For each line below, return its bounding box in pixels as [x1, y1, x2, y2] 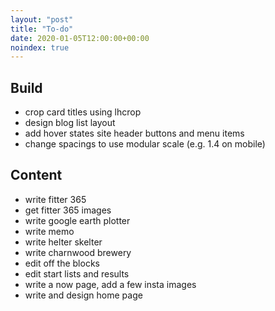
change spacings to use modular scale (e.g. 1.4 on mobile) [24, 138, 266, 150]
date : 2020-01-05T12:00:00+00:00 [10, 33, 150, 43]
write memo [24, 225, 75, 237]
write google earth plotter [24, 214, 131, 226]
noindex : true [10, 42, 70, 53]
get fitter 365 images [24, 204, 112, 216]
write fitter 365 [24, 193, 87, 205]
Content [10, 167, 63, 184]
